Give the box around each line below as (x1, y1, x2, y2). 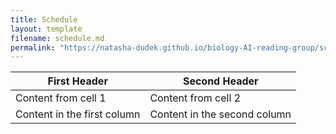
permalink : (10, 42, 56, 53)
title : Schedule (10, 14, 78, 25)
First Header (47, 74, 108, 88)
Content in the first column (15, 107, 141, 121)
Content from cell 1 (15, 91, 107, 105)
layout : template (10, 24, 83, 34)
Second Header (182, 74, 259, 88)
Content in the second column (149, 107, 292, 121)
